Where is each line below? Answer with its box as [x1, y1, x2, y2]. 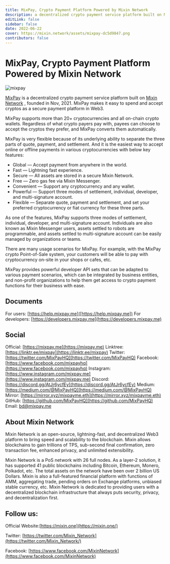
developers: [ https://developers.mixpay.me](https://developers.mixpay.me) [5, 316, 162, 322]
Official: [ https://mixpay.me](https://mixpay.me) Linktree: [5, 344, 124, 350]
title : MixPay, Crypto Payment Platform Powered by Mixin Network [5, 7, 148, 13]
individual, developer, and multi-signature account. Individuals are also [5, 220, 153, 226]
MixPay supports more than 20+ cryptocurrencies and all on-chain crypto [5, 115, 159, 121]
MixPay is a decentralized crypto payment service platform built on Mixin [5, 95, 158, 101]
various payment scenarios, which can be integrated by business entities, [5, 272, 159, 278]
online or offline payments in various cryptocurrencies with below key [5, 146, 151, 152]
